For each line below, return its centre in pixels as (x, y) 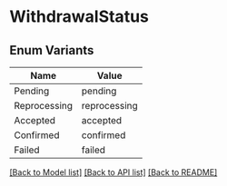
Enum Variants (52, 50)
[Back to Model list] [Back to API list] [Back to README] (113, 172)
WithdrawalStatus (79, 17)
